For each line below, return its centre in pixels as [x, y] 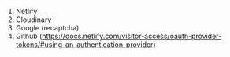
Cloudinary [33, 20]
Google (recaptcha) [47, 28]
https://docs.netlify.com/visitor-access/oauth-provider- [132, 36]
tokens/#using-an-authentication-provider [84, 45]
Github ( [29, 36]
